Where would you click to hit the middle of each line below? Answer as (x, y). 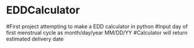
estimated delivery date (35, 39)
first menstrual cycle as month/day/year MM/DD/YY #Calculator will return (97, 32)
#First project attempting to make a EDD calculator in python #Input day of (97, 26)
